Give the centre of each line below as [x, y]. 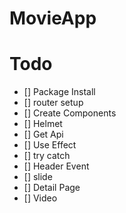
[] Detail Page [52, 188]
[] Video [40, 198]
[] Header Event [56, 166]
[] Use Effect [50, 145]
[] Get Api [43, 134]
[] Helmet [43, 124]
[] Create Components [70, 113]
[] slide [38, 177]
